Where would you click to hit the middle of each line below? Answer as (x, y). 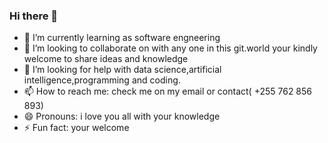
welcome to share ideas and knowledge (106, 59)
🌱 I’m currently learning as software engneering (122, 38)
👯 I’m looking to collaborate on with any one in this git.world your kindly (170, 48)
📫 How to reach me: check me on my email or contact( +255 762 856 (168, 91)
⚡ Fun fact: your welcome (76, 128)
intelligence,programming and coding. (102, 80)
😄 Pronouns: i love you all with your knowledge (122, 116)
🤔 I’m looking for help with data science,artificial (122, 70)
